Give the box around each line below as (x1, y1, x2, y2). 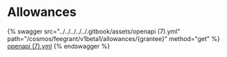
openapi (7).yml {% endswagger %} (7, 42, 110, 50)
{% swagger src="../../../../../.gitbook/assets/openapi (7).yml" (7, 27, 180, 35)
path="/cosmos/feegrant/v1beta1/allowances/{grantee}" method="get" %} (7, 34, 220, 42)
